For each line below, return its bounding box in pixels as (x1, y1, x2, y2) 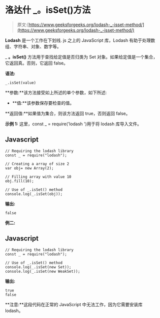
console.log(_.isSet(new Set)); (5, 264, 71, 269)
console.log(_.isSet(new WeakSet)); (5, 269, 80, 274)
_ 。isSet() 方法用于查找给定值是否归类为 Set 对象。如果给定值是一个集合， (5, 54, 158, 59)
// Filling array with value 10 (5, 174, 71, 179)
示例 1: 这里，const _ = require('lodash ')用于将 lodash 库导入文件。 (5, 121, 142, 127)
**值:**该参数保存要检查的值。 (12, 100, 74, 106)
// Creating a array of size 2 (5, 161, 69, 166)
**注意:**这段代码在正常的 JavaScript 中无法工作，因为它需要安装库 (5, 301, 143, 307)
